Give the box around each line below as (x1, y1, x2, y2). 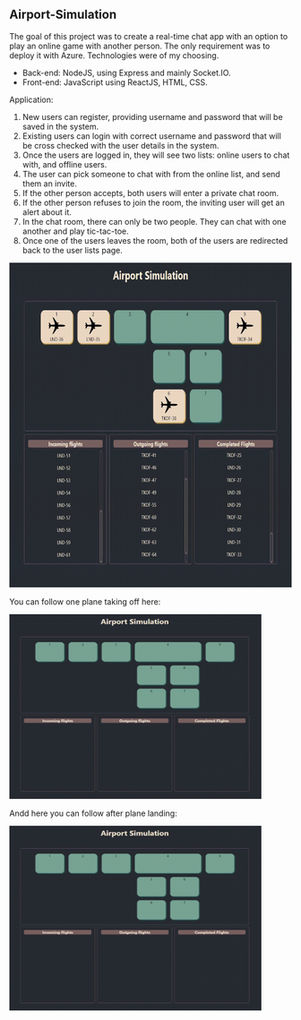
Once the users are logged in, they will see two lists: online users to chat (21, 150, 290, 160)
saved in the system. (21, 121, 99, 132)
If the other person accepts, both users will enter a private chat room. (21, 187, 279, 198)
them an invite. (21, 178, 78, 189)
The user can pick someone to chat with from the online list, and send (21, 168, 280, 179)
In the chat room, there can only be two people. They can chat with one (21, 216, 287, 227)
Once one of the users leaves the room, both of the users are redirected (21, 235, 288, 245)
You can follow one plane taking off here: (9, 596, 161, 607)
